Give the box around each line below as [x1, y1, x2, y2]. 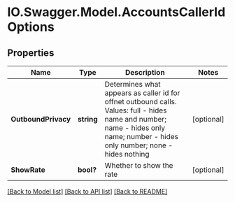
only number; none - [104, 140, 173, 150]
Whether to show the [104, 161, 173, 170]
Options [7, 19, 55, 35]
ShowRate [10, 165, 45, 175]
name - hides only [104, 123, 166, 133]
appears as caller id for [104, 88, 180, 98]
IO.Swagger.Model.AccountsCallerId [7, 4, 226, 20]
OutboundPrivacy [10, 115, 71, 124]
